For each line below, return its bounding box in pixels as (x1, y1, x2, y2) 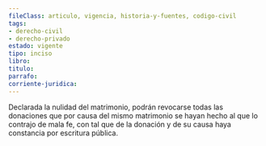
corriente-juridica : (8, 79, 78, 88)
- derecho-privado (8, 34, 70, 43)
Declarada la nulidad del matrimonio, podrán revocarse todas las (8, 102, 224, 112)
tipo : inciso (8, 49, 53, 58)
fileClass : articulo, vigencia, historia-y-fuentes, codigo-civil (8, 11, 237, 20)
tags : (8, 19, 27, 28)
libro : (8, 58, 31, 66)
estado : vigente (8, 42, 63, 50)
